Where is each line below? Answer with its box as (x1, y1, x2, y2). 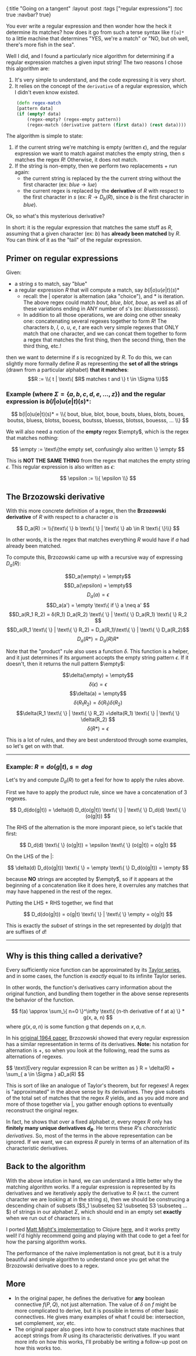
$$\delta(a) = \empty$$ (69, 690, 127, 697)
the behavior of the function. (6, 996, 75, 1003)
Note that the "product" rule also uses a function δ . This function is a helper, (6, 648, 190, 655)
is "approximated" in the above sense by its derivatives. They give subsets (6, 1088, 185, 1095)
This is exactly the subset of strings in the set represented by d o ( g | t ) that (6, 922, 182, 929)
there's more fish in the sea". (6, 41, 76, 48)
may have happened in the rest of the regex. (6, 888, 113, 895)
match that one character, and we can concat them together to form (23, 330, 187, 337)
